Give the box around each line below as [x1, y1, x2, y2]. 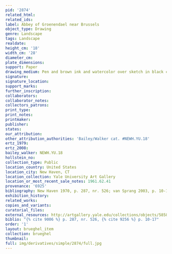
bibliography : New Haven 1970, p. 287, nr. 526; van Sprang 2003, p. [5, 188, 157, 194]
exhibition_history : [5, 193, 50, 198]
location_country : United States [5, 164, 77, 170]
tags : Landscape [5, 36, 40, 41]
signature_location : [5, 79, 50, 84]
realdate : [5, 41, 27, 46]
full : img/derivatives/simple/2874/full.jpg [5, 241, 102, 246]
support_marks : [5, 83, 38, 89]
